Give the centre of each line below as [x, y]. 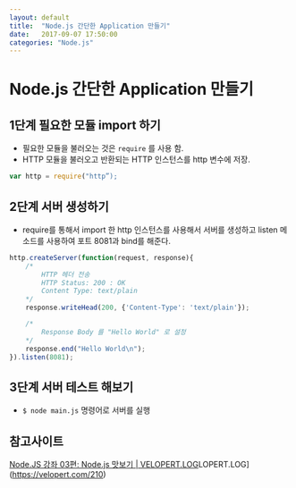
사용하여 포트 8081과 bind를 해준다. [109, 240]
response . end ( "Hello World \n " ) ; [85, 349]
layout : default [39, 17]
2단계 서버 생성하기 [59, 206]
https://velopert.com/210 [58, 475]
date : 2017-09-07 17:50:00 [63, 34]
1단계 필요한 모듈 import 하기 [85, 125]
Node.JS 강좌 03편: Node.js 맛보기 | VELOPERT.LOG [104, 465]
